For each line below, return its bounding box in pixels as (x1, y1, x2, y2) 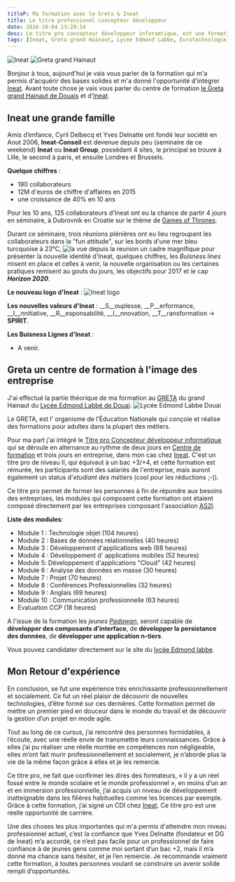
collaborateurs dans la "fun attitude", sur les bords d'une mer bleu (7, 236, 198, 246)
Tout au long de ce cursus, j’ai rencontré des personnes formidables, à (7, 728, 211, 736)
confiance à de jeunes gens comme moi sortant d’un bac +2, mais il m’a (7, 844, 214, 853)
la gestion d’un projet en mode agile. (7, 714, 113, 723)
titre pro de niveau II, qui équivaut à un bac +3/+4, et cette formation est (7, 457, 215, 467)
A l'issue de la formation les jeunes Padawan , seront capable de (7, 617, 193, 625)
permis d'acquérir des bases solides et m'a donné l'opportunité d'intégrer (7, 76, 220, 85)
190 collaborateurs (17, 180, 71, 188)
